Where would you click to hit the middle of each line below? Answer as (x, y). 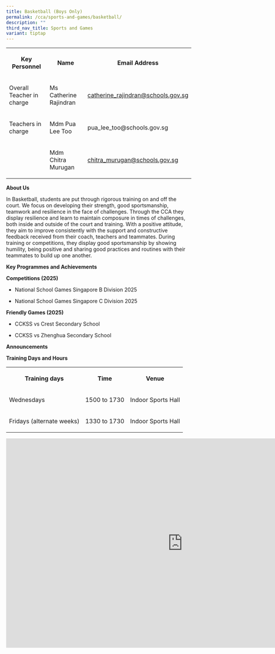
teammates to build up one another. (49, 255)
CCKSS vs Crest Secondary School (57, 324)
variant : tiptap (26, 34)
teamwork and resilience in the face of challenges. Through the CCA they (95, 212)
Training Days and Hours (37, 358)
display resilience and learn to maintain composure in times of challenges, (96, 218)
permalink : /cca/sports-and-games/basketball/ (64, 17)
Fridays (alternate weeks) (44, 421)
